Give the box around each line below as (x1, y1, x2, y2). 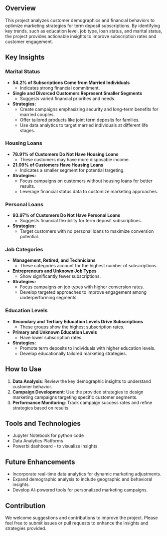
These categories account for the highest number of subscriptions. (19, 263, 158, 269)
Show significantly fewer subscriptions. (19, 273, 101, 279)
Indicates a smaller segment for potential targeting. (19, 167, 125, 173)
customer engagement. (5, 39, 53, 45)
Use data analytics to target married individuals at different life (19, 122, 148, 128)
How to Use (5, 365, 42, 373)
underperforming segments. (19, 295, 78, 301)
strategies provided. (5, 525, 46, 531)
